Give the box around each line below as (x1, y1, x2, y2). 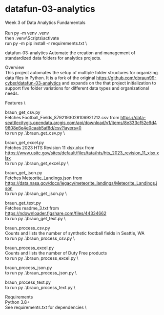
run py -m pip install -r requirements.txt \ (5, 40, 87, 46)
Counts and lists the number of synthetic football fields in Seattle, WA (5, 230, 145, 236)
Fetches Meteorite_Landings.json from (5, 175, 82, 181)
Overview (5, 64, 24, 70)
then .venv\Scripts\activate (5, 35, 60, 41)
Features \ (5, 100, 26, 105)
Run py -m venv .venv (5, 30, 49, 36)
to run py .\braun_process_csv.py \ (5, 235, 75, 241)
